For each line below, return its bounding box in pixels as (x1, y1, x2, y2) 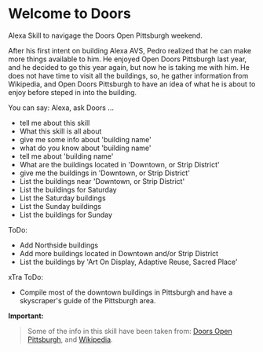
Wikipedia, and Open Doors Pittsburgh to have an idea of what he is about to (8, 79, 256, 89)
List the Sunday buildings (19, 201, 102, 211)
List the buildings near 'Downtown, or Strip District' (19, 176, 185, 185)
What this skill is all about (19, 126, 102, 136)
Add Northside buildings (19, 240, 99, 250)
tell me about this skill (19, 118, 90, 127)
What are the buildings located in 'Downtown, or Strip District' (19, 159, 220, 169)
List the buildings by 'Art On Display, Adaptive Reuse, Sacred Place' (19, 257, 238, 266)
